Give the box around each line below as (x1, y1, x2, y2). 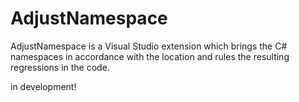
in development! (10, 80, 77, 92)
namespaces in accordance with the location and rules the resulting (10, 50, 290, 62)
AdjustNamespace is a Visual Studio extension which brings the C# (10, 40, 288, 52)
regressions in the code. (10, 61, 110, 73)
